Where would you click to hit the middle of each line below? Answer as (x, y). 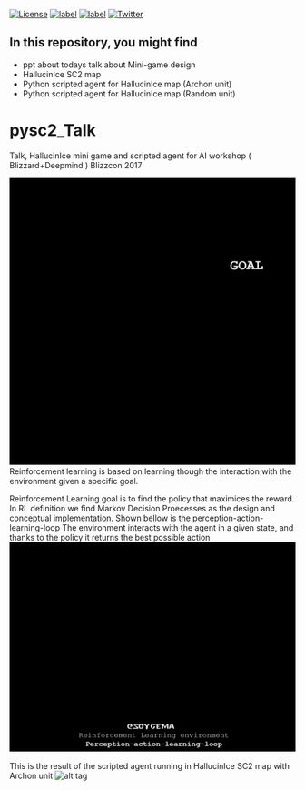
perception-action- (228, 518)
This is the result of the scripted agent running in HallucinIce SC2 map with (150, 765)
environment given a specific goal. (74, 481)
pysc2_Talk (53, 130)
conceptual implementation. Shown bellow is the (100, 518)
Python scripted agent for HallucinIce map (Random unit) (129, 93)
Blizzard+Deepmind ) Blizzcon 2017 (76, 165)
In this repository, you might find (103, 42)
